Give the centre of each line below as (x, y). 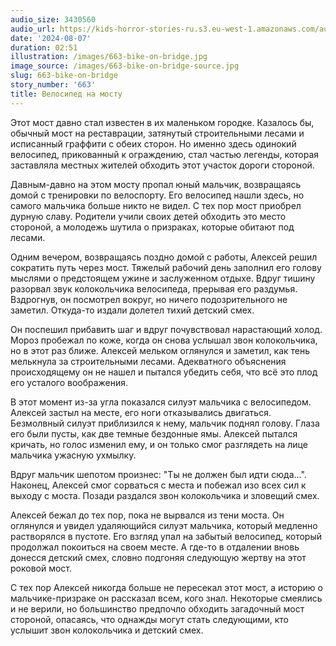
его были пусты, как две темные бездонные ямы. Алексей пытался (154, 433)
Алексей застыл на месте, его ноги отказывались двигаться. (141, 412)
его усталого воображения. (69, 382)
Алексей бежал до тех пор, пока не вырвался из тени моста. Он (147, 515)
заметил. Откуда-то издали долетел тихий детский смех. (132, 310)
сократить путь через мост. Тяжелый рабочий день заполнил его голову (166, 267)
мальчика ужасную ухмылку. (73, 455)
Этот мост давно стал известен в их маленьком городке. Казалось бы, (162, 122)
